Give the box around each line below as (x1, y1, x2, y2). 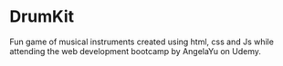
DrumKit (9, 6, 75, 27)
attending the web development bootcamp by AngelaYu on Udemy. (9, 45, 262, 56)
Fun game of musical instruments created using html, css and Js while (9, 36, 274, 47)
